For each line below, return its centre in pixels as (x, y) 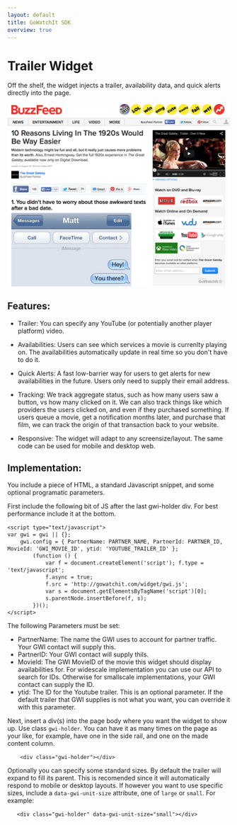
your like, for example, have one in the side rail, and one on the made (108, 736)
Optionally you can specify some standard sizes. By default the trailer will (114, 770)
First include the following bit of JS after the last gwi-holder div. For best (113, 506)
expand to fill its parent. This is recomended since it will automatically (109, 778)
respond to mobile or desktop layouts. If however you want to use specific (115, 785)
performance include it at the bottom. (62, 514)
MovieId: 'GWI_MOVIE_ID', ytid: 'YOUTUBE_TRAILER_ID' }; (93, 549)
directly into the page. (39, 93)
